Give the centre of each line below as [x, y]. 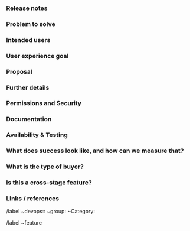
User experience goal [37, 56]
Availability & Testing [37, 135]
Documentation [29, 119]
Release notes [27, 8]
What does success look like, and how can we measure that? [95, 151]
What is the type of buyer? [45, 167]
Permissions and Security [44, 103]
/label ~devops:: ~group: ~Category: [51, 212]
